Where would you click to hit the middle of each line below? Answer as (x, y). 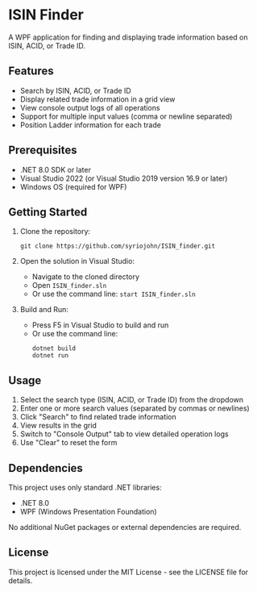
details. (21, 580)
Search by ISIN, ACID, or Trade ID (75, 90)
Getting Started (48, 212)
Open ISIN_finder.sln (69, 286)
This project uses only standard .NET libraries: (85, 487)
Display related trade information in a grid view (97, 99)
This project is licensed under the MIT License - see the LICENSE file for (128, 572)
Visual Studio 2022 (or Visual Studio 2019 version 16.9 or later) (124, 178)
